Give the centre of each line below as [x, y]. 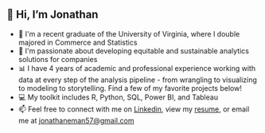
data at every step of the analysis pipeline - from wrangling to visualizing [137, 80]
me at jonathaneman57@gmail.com [76, 120]
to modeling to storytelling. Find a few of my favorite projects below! [130, 88]
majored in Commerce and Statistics [78, 42]
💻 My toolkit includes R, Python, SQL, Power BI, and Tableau [118, 97]
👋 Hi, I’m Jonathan [53, 15]
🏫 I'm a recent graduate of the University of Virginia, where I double [129, 33]
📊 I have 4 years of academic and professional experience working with [136, 68]
